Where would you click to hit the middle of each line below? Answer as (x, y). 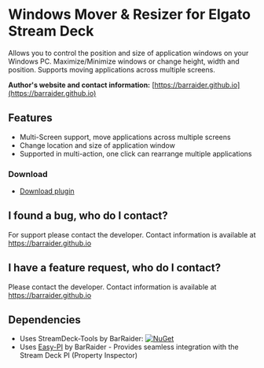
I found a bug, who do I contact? (88, 216)
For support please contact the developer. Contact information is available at (132, 234)
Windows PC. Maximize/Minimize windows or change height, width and (124, 61)
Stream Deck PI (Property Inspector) (79, 355)
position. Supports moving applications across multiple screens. (112, 69)
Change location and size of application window (97, 145)
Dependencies (44, 320)
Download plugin (47, 191)
